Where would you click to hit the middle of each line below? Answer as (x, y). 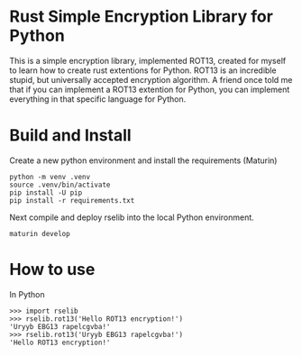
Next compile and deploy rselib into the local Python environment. (132, 217)
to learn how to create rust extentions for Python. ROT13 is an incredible (143, 70)
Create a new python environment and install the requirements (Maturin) (143, 160)
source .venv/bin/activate (60, 185)
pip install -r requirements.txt (72, 200)
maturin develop (40, 233)
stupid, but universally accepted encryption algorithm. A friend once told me (151, 79)
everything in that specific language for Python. (98, 99)
